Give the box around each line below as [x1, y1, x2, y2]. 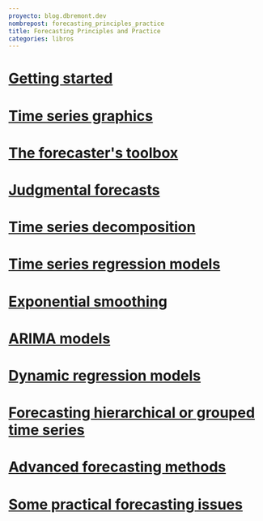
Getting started [8, 70, 113, 88]
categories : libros [8, 34, 74, 43]
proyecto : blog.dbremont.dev [8, 11, 107, 20]
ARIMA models [8, 329, 111, 347]
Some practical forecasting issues [8, 495, 243, 514]
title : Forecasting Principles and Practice [8, 27, 161, 35]
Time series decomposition [8, 218, 196, 236]
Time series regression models [8, 255, 221, 273]
